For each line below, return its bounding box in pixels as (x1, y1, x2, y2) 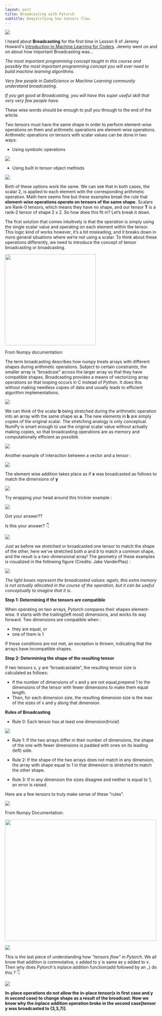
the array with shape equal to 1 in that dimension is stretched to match (12, 762, 152, 768)
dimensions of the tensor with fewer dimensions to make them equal (12, 684, 148, 690)
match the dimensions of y (5, 476, 59, 482)
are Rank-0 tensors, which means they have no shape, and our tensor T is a (5, 204, 156, 210)
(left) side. (12, 747, 33, 753)
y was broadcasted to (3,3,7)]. (5, 1006, 67, 1012)
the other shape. (12, 767, 45, 773)
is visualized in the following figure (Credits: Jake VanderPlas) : (5, 559, 131, 565)
